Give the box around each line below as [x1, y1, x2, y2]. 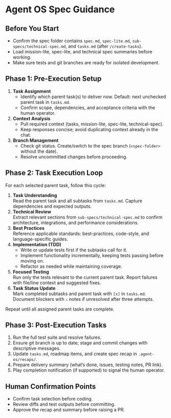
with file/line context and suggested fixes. [12, 279, 101, 286]
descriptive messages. [12, 346, 61, 352]
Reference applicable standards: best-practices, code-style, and [12, 230, 149, 237]
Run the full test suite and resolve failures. [12, 334, 101, 340]
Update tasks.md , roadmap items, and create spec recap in [12, 351, 137, 357]
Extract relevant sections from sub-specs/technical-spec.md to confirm [12, 214, 163, 220]
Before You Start [5, 24, 59, 33]
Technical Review [12, 208, 51, 214]
